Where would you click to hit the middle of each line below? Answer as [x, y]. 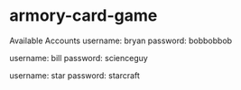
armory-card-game [83, 16]
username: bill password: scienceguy [79, 58]
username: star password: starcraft [74, 75]
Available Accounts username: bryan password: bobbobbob [121, 40]
